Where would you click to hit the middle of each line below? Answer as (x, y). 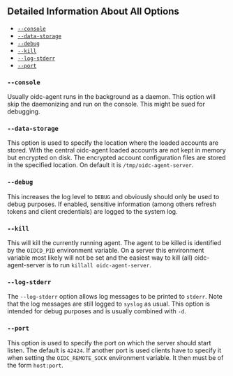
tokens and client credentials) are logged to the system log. (92, 211)
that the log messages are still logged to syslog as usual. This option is (109, 304)
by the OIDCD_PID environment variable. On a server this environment (106, 250)
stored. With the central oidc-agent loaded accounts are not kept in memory (117, 150)
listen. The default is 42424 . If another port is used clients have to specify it (114, 350)
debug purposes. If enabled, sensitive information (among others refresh (112, 204)
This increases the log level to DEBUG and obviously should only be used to (113, 196)
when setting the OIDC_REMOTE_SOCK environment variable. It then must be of (115, 357)
